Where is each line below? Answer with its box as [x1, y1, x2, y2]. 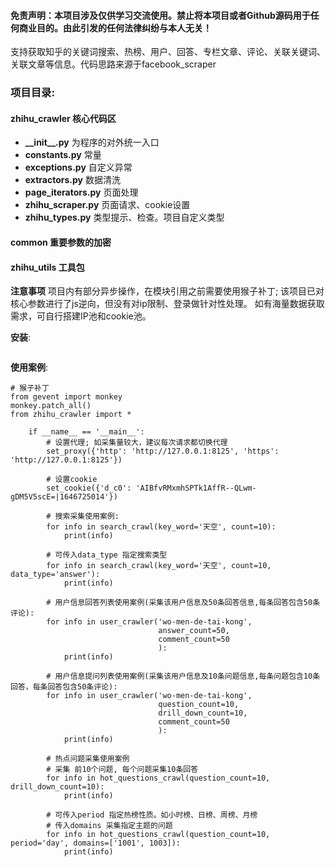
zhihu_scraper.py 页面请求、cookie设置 [24, 199, 191, 211]
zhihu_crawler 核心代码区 [10, 112, 117, 124]
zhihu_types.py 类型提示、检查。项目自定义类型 [24, 211, 225, 224]
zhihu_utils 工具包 [10, 261, 85, 273]
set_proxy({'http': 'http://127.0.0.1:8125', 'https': [46, 446, 280, 457]
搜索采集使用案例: [54, 511, 120, 522]
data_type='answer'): [10, 570, 101, 580]
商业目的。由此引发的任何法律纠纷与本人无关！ [18, 21, 212, 34]
